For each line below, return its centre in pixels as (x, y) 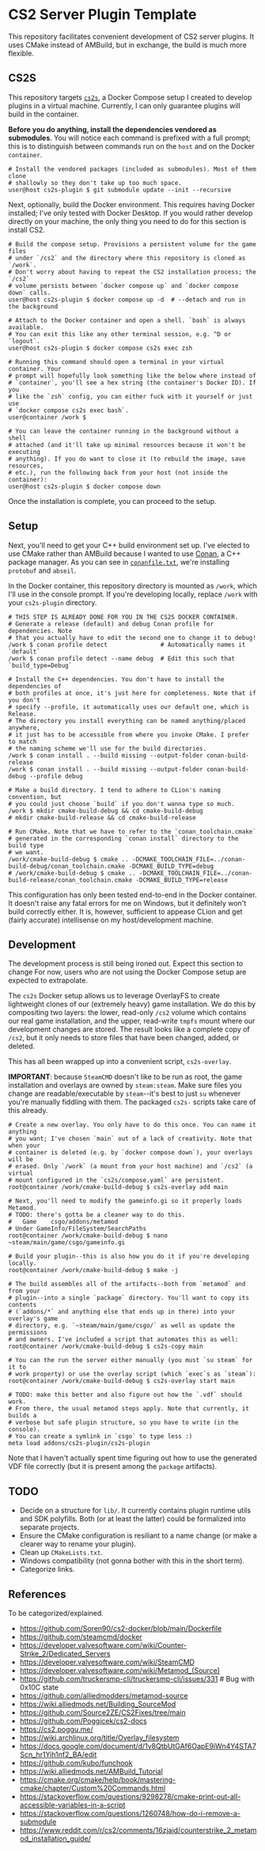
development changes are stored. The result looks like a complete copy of (129, 1029)
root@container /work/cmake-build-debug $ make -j (93, 1270)
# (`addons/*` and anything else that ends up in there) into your (122, 1312)
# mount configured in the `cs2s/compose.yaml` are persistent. (116, 1180)
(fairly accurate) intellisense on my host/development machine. (111, 920)
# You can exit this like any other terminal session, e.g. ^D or (120, 334)
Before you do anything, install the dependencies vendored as (113, 129)
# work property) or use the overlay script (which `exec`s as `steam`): (132, 1374)
